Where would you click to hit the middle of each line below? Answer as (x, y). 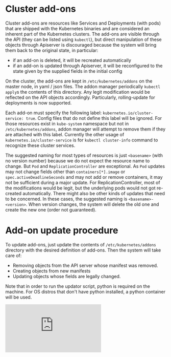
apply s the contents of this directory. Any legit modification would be (78, 92)
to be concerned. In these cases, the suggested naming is (66, 199)
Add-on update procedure (62, 230)
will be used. (19, 297)
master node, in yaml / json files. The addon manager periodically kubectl (83, 86)
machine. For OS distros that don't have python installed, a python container (86, 291)
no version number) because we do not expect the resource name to (78, 161)
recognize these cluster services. (40, 145)
